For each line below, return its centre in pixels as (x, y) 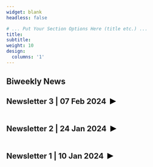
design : (16, 52)
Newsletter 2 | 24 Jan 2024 (56, 129)
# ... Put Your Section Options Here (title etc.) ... (77, 29)
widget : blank (24, 12)
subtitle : (19, 40)
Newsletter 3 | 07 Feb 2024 (56, 101)
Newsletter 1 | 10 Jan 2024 (55, 156)
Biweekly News (36, 82)
